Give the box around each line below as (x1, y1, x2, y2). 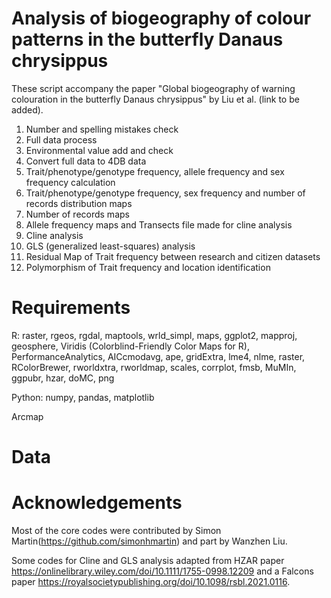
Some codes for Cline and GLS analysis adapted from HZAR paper (11, 555, 285, 566)
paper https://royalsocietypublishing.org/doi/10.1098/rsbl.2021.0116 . (11, 576, 291, 587)
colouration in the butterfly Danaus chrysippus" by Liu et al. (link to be (11, 93, 300, 105)
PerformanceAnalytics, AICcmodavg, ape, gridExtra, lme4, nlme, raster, (11, 350, 306, 362)
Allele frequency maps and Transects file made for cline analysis (25, 218, 293, 231)
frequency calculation (25, 176, 116, 188)
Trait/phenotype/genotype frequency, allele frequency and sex (25, 165, 285, 177)
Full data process (25, 133, 98, 146)
